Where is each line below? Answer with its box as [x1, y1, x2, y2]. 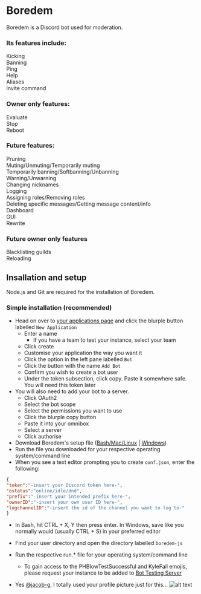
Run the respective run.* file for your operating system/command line [14, 551, 188, 558]
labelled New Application [14, 324, 77, 331]
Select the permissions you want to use [24, 407, 123, 414]
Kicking [6, 53, 25, 60]
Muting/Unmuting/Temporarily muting [6, 162, 100, 169]
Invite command [6, 85, 46, 92]
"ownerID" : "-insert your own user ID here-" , [6, 499, 123, 505]
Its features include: [6, 39, 66, 47]
